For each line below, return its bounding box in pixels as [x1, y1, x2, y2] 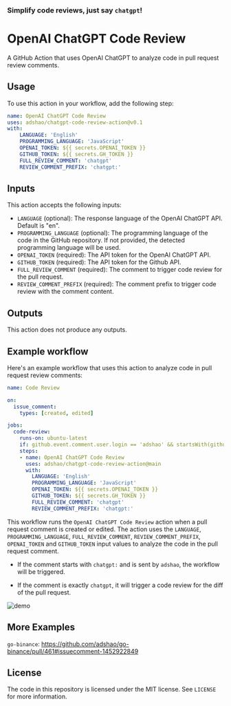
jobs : [7, 422, 23, 429]
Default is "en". [16, 222, 60, 230]
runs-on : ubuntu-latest [19, 435, 88, 442]
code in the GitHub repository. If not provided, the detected [16, 236, 186, 244]
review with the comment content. [16, 288, 114, 296]
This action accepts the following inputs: [7, 201, 122, 209]
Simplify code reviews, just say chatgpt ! [7, 6, 143, 15]
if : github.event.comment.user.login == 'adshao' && [19, 441, 174, 449]
